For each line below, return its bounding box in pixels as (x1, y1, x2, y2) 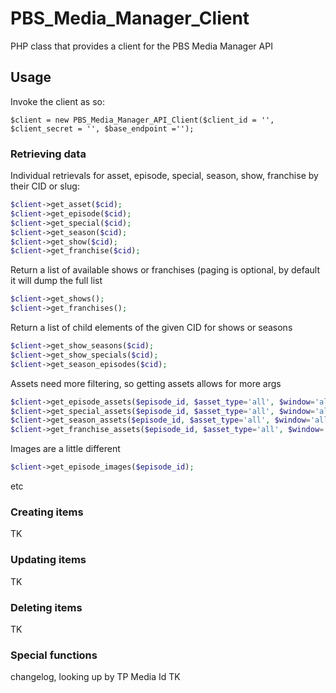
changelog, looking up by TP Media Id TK (10, 671, 181, 683)
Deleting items (10, 600, 83, 614)
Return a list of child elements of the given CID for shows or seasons (10, 322, 293, 334)
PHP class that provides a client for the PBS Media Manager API (10, 40, 273, 52)
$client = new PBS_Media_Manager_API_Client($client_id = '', (10, 115, 275, 125)
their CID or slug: (10, 180, 80, 192)
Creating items (10, 505, 84, 519)
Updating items (10, 553, 87, 567)
